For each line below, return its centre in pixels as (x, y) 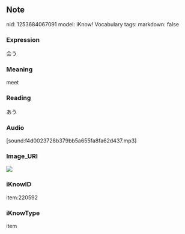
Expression (23, 39)
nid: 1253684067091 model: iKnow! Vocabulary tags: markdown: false (92, 24)
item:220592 (22, 197)
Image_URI (22, 156)
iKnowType (23, 213)
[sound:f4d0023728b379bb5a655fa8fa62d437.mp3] (71, 141)
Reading (19, 98)
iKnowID (19, 184)
